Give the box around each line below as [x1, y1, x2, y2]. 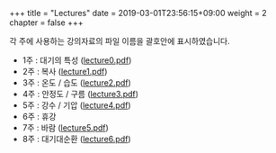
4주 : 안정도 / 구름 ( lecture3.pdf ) [22, 89, 139, 99]
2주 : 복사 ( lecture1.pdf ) [22, 67, 108, 76]
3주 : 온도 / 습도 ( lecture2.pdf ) [22, 77, 132, 88]
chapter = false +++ [9, 17, 84, 28]
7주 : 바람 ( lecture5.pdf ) [22, 122, 110, 133]
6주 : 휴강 [22, 112, 57, 121]
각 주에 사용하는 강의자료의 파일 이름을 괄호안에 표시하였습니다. [9, 36, 231, 46]
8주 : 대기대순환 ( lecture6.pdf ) [22, 134, 131, 144]
